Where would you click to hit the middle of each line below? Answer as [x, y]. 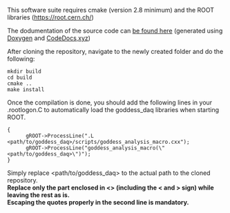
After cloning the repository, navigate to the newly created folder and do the [115, 52]
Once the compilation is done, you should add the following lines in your [110, 102]
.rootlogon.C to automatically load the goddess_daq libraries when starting [113, 110]
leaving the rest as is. [39, 195]
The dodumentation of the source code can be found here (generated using [115, 31]
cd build [20, 77]
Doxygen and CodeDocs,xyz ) [49, 38]
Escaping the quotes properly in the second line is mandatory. [98, 202]
